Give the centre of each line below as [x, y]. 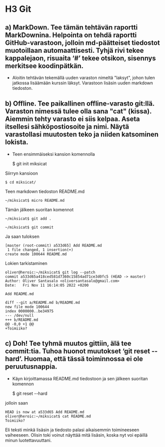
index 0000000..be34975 [29, 311]
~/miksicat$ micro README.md [35, 200]
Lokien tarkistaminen [26, 263]
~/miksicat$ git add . [28, 219]
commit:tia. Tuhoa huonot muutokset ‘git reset [78, 351]
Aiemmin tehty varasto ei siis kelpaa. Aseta [72, 119]
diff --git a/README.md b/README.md [42, 302]
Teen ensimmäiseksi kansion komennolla [54, 154]
